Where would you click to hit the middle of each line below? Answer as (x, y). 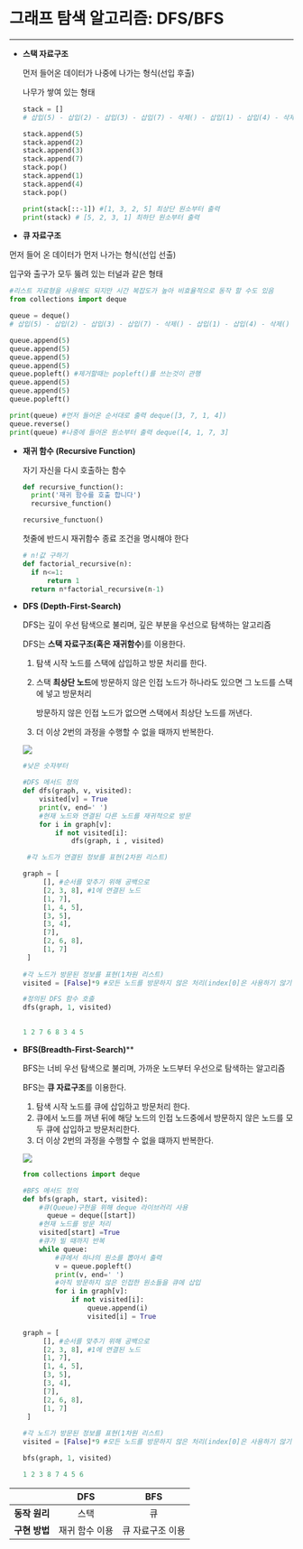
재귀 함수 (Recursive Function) (79, 450)
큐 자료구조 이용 (154, 1530)
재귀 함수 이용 (86, 1530)
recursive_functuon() (63, 520)
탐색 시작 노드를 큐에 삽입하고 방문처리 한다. (113, 1106)
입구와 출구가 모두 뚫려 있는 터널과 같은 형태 (87, 274)
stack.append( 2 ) (53, 142)
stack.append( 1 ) (53, 176)
